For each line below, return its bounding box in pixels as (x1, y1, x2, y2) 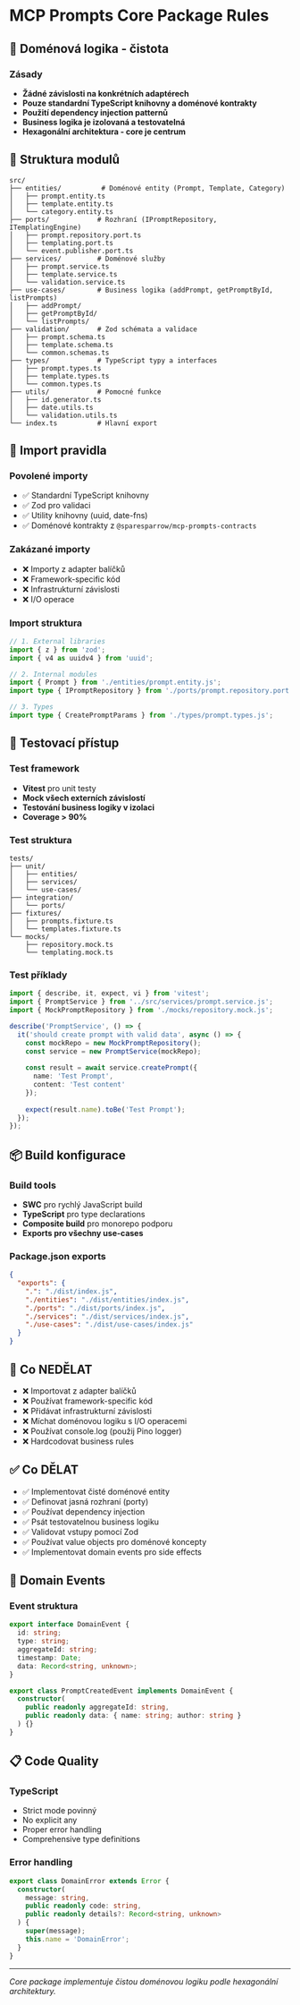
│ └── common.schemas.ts (9, 348, 110, 357)
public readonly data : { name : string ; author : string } (25, 1711, 242, 1720)
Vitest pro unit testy (21, 782, 96, 793)
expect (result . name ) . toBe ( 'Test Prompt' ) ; (25, 1105, 186, 1114)
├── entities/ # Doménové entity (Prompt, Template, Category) (9, 183, 286, 192)
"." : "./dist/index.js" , (25, 1286, 118, 1296)
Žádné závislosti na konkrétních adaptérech (21, 88, 189, 98)
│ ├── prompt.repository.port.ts (9, 230, 142, 240)
